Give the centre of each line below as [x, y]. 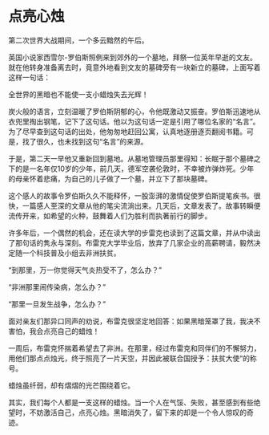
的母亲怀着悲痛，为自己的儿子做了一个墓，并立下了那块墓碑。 [110, 178]
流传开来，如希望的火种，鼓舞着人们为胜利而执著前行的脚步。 [110, 215]
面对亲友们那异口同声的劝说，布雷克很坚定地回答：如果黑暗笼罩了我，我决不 [134, 321]
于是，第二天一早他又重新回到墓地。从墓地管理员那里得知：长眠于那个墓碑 [131, 158]
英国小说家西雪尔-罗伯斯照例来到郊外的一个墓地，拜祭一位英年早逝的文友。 [133, 57]
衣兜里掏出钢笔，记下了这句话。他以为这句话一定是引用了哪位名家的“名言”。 [134, 121]
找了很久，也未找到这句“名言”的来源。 [85, 141]
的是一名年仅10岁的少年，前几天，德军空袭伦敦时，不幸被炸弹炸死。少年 [134, 169]
